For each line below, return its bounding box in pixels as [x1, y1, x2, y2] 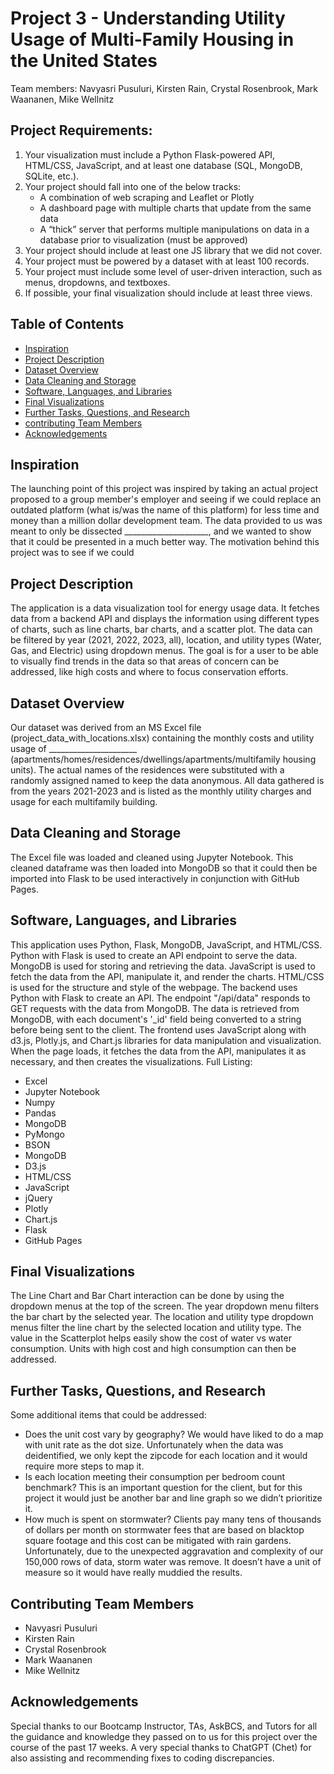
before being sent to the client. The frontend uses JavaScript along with [10, 1023, 307, 1036]
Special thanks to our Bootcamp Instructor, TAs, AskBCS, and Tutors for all [10, 1720, 318, 1732]
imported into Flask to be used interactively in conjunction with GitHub [10, 872, 300, 884]
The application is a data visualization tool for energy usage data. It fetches [10, 602, 320, 614]
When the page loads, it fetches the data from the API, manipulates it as [10, 1045, 307, 1057]
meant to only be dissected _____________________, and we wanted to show [10, 525, 312, 537]
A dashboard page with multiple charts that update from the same [39, 202, 312, 214]
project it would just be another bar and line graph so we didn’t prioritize [24, 1492, 323, 1504]
